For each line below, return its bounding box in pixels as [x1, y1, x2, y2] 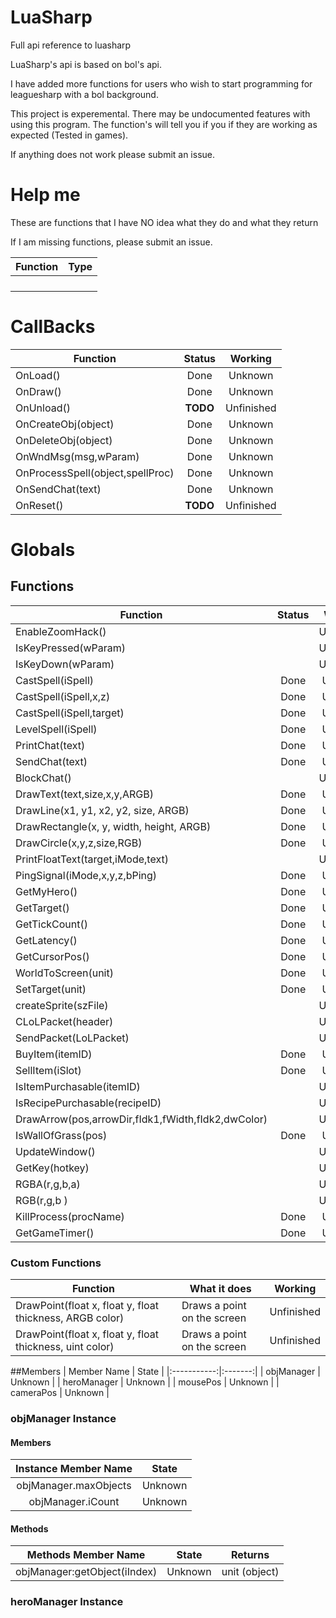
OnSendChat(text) [15, 482, 102, 496]
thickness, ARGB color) [15, 1311, 125, 1325]
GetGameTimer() [15, 1226, 95, 1240]
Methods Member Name [26, 1548, 146, 1562]
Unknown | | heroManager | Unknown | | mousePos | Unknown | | [10, 1376, 280, 1388]
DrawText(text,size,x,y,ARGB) [15, 787, 154, 801]
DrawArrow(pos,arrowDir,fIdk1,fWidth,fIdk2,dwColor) [15, 1112, 268, 1126]
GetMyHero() [15, 884, 78, 898]
